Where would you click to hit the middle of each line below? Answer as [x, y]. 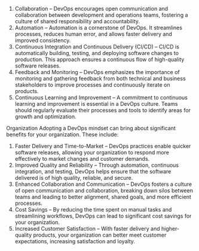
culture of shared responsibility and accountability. [77, 21]
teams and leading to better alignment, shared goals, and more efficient [103, 197]
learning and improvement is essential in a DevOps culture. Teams [96, 104]
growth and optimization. [45, 117]
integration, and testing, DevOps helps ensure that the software [93, 172]
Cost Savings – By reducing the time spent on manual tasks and [93, 209]
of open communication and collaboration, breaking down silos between [104, 190]
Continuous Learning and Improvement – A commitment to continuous [101, 97]
